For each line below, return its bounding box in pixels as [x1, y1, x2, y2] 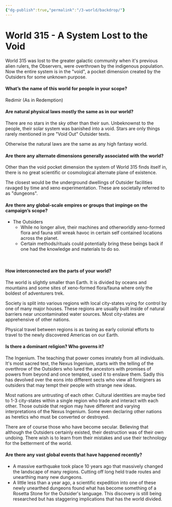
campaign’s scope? [5, 207, 48, 213]
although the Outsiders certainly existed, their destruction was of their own [5, 429, 164, 435]
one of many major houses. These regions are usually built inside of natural [5, 306, 165, 312]
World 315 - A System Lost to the [5, 29, 148, 41]
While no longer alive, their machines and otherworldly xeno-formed [20, 224, 165, 231]
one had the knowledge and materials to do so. [20, 246, 120, 252]
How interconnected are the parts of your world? [5, 268, 112, 274]
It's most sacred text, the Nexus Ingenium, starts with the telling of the [5, 360, 154, 367]
